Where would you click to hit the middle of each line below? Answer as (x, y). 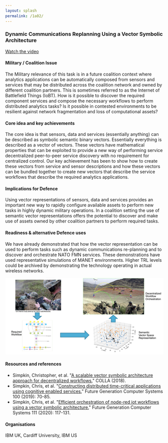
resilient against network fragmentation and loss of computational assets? (81, 112)
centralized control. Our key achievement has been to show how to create (81, 161)
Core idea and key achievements (40, 123)
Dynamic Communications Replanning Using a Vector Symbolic (84, 34)
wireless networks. (25, 271)
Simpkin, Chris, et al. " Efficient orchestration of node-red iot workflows (86, 402)
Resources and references (33, 364)
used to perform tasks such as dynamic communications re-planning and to (83, 249)
